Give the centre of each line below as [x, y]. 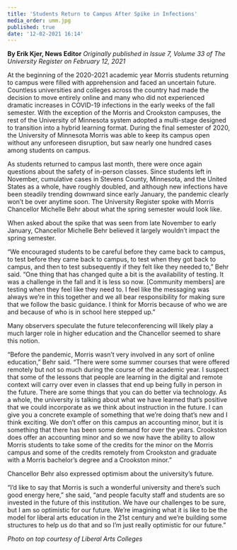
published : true [31, 27]
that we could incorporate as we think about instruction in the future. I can [115, 408]
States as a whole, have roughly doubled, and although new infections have [117, 187]
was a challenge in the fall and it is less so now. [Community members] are [116, 282]
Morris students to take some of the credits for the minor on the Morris [110, 445]
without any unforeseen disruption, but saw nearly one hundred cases [110, 143]
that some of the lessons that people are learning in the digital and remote [115, 377]
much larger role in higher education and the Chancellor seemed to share [114, 333]
